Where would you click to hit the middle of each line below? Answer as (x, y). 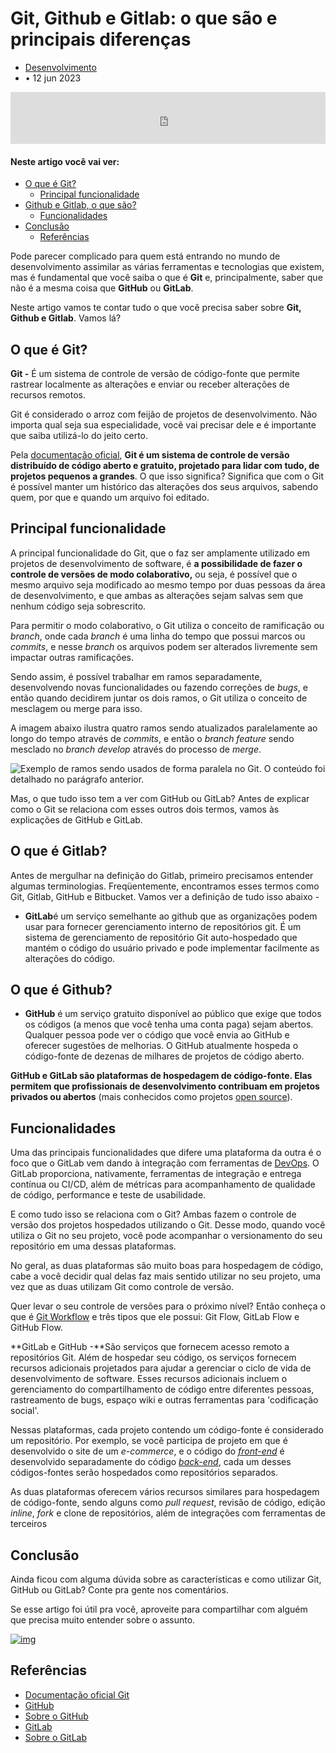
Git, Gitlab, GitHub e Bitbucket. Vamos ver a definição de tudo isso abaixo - (165, 896)
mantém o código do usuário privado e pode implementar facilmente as (172, 948)
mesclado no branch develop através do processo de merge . (136, 749)
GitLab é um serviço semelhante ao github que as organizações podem (171, 916)
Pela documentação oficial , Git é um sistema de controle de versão (150, 454)
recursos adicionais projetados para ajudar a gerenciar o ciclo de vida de (161, 1368)
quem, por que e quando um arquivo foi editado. (110, 497)
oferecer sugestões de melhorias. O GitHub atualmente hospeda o (161, 1046)
